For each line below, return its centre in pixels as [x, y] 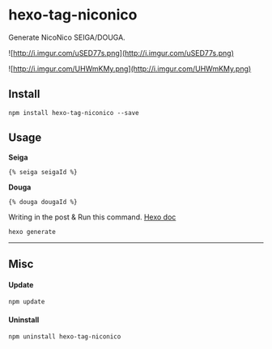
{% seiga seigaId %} [43, 172]
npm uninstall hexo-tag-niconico [65, 337]
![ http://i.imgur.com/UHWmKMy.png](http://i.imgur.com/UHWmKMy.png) [130, 68]
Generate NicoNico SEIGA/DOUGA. [67, 37]
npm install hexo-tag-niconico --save [74, 113]
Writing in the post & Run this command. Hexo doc [92, 217]
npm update [27, 302]
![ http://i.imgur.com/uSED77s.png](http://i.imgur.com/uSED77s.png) [121, 53]
